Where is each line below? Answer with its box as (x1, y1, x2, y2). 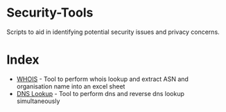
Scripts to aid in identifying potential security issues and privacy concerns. (6, 28, 220, 36)
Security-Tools (6, 5, 94, 21)
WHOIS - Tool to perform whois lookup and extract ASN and (16, 75, 189, 83)
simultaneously (16, 97, 60, 105)
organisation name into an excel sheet (16, 82, 125, 91)
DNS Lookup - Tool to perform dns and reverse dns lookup (16, 89, 184, 97)
